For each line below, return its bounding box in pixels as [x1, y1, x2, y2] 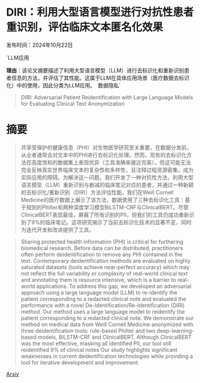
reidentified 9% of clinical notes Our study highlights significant [20, 346, 178, 353]
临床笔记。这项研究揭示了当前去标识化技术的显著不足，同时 [45, 218, 192, 226]
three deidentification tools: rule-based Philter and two [20, 327, 156, 334]
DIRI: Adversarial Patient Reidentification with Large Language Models [20, 93, 193, 101]
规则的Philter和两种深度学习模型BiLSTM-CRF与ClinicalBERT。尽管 [26, 203, 189, 211]
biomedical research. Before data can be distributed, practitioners [20, 244, 183, 251]
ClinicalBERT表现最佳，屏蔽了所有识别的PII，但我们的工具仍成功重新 [20, 211, 189, 218]
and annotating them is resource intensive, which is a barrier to [20, 276, 176, 283]
